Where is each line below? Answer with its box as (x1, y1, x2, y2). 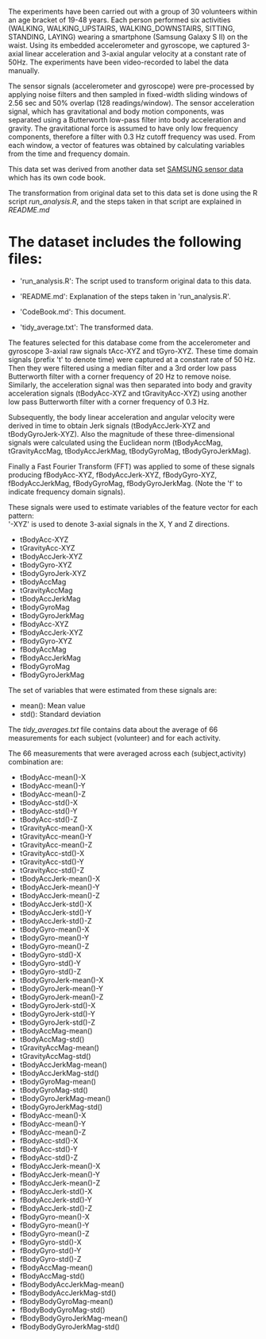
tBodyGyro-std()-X (19, 950, 82, 959)
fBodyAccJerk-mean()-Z (19, 1177, 101, 1188)
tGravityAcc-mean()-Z (19, 839, 93, 850)
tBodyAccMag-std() (19, 1034, 85, 1044)
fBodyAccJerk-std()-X (19, 1186, 93, 1196)
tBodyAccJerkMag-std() (19, 1068, 99, 1077)
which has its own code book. (8, 173, 106, 182)
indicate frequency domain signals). (8, 487, 125, 496)
